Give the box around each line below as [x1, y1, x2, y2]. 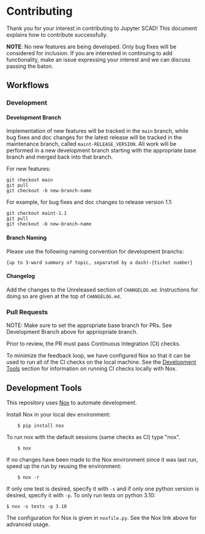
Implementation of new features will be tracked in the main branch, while [6, 127, 188, 135]
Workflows [6, 80, 49, 91]
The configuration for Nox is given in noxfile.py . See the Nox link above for [6, 514, 197, 521]
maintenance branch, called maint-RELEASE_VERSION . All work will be [6, 140, 177, 148]
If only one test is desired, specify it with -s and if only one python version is [6, 485, 199, 492]
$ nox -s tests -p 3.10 [6, 503, 67, 510]
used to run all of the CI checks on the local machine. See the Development [6, 358, 196, 366]
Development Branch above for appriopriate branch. [6, 328, 138, 336]
